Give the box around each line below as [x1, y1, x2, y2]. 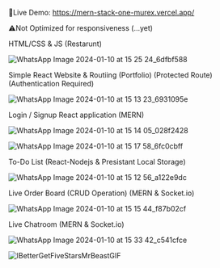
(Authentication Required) [8, 79, 95, 88]
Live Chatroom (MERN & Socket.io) [8, 220, 125, 229]
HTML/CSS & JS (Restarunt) [8, 39, 103, 48]
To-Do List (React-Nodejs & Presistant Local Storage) [8, 157, 186, 166]
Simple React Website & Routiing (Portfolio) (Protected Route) [8, 70, 213, 80]
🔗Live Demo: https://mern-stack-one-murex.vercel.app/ [8, 8, 195, 17]
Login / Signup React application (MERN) [8, 110, 145, 119]
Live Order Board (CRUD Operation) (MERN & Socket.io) [8, 188, 195, 198]
